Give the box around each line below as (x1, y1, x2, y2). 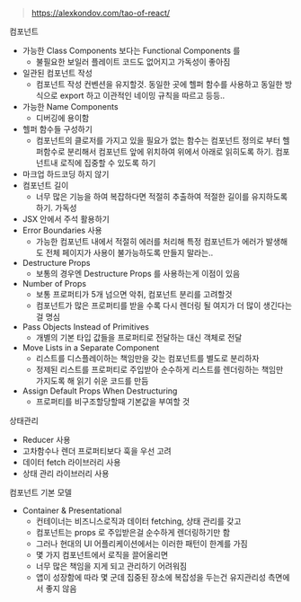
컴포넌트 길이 (22, 180, 69, 190)
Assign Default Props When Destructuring (22, 385, 178, 396)
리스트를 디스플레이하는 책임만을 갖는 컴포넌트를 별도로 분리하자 (35, 353, 260, 363)
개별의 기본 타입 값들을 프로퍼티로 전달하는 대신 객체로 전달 (35, 332, 243, 342)
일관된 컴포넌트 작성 (22, 67, 93, 78)
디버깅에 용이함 (35, 112, 90, 123)
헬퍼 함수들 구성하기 (22, 124, 93, 134)
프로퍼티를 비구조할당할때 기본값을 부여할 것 (35, 396, 190, 407)
